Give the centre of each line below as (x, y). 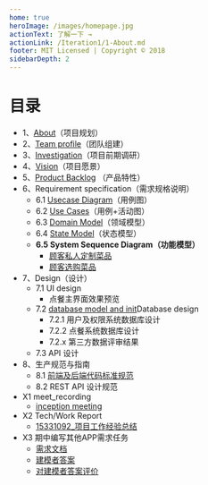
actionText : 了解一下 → (50, 34)
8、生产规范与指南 (56, 364)
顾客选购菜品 (72, 267)
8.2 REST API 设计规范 (77, 387)
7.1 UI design (58, 288)
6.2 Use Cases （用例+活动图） (92, 210)
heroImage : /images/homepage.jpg (71, 26)
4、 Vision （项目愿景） (63, 166)
